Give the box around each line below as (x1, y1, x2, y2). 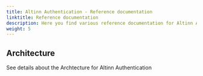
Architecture (6, 48, 56, 58)
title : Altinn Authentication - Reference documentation (6, 8, 153, 15)
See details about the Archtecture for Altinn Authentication (6, 64, 152, 71)
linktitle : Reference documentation (6, 14, 98, 21)
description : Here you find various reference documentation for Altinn (6, 20, 193, 26)
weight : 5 (6, 25, 31, 32)
